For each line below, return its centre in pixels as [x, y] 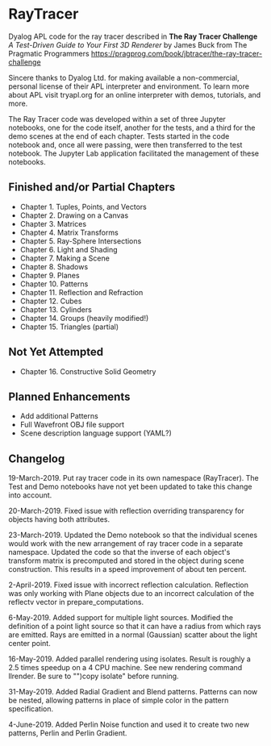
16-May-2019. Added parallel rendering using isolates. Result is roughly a [130, 659]
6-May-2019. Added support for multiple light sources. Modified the [121, 618]
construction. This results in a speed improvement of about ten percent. [128, 569]
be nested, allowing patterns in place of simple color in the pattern [119, 700]
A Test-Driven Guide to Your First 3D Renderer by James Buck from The [128, 44]
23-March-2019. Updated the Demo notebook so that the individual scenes [133, 535]
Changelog [37, 458]
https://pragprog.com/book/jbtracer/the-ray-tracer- [177, 53]
